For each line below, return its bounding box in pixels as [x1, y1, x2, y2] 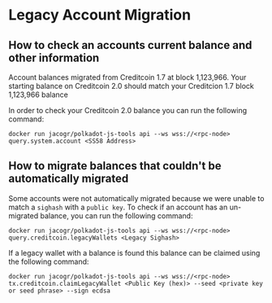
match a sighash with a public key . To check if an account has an [8, 202, 228, 212]
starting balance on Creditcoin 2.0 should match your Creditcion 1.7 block [8, 81, 254, 90]
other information [8, 50, 100, 64]
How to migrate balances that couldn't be [8, 159, 222, 173]
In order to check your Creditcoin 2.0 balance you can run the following [8, 106, 248, 115]
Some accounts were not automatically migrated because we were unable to [8, 193, 265, 203]
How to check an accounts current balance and [8, 38, 253, 52]
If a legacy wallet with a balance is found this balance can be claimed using [8, 248, 261, 257]
